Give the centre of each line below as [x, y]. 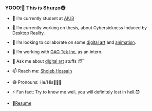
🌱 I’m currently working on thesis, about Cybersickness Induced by [79, 28]
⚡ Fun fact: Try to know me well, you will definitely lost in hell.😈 [76, 92]
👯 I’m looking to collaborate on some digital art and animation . [74, 42]
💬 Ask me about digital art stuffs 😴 [48, 61]
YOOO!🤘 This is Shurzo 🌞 [35, 8]
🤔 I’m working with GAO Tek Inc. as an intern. [57, 52]
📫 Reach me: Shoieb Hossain [42, 71]
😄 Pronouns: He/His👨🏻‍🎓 [37, 82]
